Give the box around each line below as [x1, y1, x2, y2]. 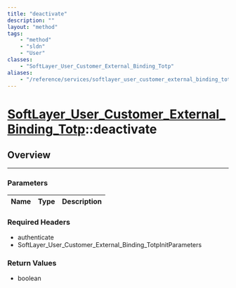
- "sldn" [20, 43, 46, 50]
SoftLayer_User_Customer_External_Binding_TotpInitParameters [17, 240, 202, 249]
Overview [7, 149, 51, 161]
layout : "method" [7, 23, 58, 30]
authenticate [17, 233, 54, 242]
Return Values [7, 258, 57, 268]
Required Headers [7, 217, 70, 227]
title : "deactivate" [7, 10, 68, 18]
